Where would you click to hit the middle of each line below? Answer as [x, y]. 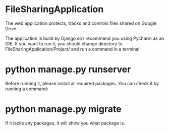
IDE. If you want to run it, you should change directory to [64, 43]
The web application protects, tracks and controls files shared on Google [81, 23]
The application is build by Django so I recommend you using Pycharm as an [85, 38]
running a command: [27, 89]
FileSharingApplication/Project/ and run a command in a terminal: [73, 49]
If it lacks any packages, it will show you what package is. [65, 123]
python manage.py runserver [68, 70]
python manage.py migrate [64, 109]
